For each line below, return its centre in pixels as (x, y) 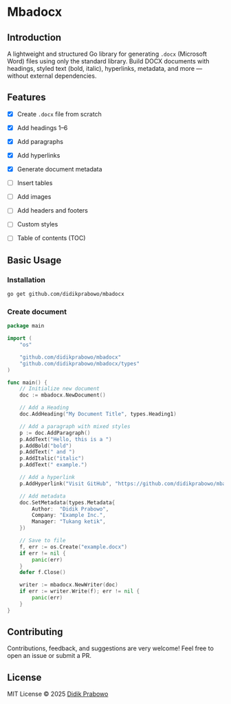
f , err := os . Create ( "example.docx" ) (74, 547)
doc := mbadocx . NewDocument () (63, 395)
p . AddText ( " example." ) (54, 465)
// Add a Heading (44, 408)
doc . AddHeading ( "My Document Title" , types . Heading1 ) (98, 414)
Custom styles (37, 224)
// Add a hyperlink (47, 478)
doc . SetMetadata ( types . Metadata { (67, 502)
